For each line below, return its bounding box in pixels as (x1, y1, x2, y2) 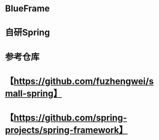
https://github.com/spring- (14, 112, 127, 123)
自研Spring (5, 27, 50, 38)
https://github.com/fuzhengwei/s (14, 76, 154, 86)
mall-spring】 (5, 88, 62, 99)
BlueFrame (5, 3, 50, 14)
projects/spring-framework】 (5, 124, 128, 136)
